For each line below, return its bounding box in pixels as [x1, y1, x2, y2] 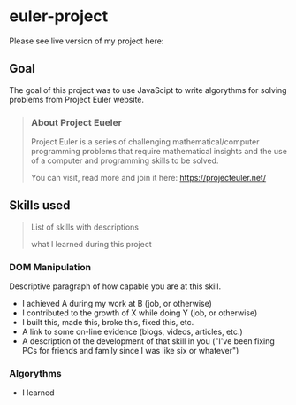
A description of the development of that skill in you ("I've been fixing [21, 336, 276, 347]
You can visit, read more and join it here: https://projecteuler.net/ [30, 173, 267, 183]
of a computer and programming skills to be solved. [30, 155, 219, 166]
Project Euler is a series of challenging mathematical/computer [30, 136, 260, 147]
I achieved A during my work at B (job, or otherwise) [21, 299, 212, 309]
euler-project [9, 6, 109, 27]
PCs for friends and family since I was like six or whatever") [21, 346, 239, 356]
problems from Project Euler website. [9, 94, 144, 105]
